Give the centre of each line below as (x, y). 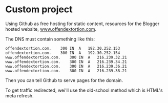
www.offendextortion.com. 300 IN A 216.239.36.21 (66, 66)
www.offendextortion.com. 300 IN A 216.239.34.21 (66, 62)
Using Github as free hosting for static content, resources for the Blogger (82, 24)
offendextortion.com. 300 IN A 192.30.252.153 (63, 48)
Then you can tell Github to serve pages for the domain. (64, 80)
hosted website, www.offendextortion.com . (51, 29)
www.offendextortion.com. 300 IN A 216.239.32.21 (66, 57)
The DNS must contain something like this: (50, 39)
